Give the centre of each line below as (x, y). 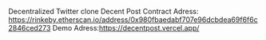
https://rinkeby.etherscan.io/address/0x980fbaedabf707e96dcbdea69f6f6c (133, 20)
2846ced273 (30, 28)
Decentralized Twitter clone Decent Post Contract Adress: (103, 11)
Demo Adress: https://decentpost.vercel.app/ (126, 28)
